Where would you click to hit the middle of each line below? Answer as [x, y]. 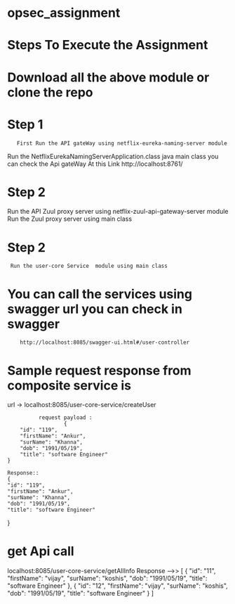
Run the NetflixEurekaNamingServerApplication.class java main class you [113, 156]
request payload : [65, 418]
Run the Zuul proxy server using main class [69, 219]
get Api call [41, 552]
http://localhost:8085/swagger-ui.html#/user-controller [105, 342]
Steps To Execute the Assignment [108, 45]
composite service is [69, 385]
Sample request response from [99, 370]
